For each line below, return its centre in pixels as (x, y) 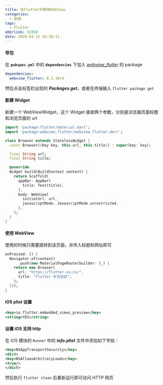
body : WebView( (33, 194)
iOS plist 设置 (18, 302)
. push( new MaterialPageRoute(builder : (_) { (64, 263)
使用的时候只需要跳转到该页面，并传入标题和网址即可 (58, 245)
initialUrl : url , (40, 199)
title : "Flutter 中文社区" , (45, 277)
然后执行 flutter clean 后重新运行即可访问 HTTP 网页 (59, 378)
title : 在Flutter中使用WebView (35, 9)
